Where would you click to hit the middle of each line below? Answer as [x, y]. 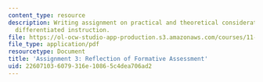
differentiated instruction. [63, 30]
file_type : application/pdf [54, 45]
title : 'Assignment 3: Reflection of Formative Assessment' [108, 59]
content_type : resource [47, 15]
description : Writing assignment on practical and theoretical [113, 23]
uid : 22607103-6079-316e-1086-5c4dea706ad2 [80, 66]
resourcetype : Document [47, 52]
